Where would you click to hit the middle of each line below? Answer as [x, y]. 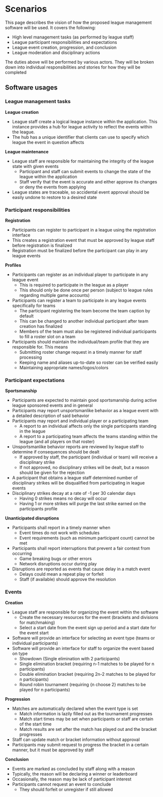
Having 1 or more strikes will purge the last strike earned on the [83, 504]
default [27, 316]
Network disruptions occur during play [58, 564]
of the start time [36, 724]
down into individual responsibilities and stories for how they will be [73, 67]
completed [16, 72]
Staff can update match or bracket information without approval [76, 739]
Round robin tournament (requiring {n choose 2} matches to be [82, 684]
